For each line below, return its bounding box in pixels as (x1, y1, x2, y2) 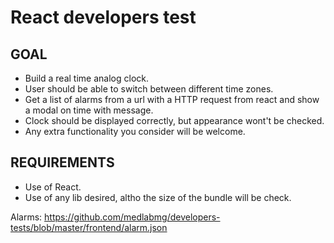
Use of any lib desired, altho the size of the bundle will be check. (24, 191, 292, 203)
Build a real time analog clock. (24, 72, 149, 84)
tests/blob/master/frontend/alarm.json (10, 221, 168, 233)
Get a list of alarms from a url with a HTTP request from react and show (24, 94, 320, 105)
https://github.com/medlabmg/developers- (44, 211, 221, 223)
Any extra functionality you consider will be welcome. (24, 126, 246, 137)
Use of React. (24, 181, 82, 193)
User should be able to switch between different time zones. (24, 83, 274, 95)
